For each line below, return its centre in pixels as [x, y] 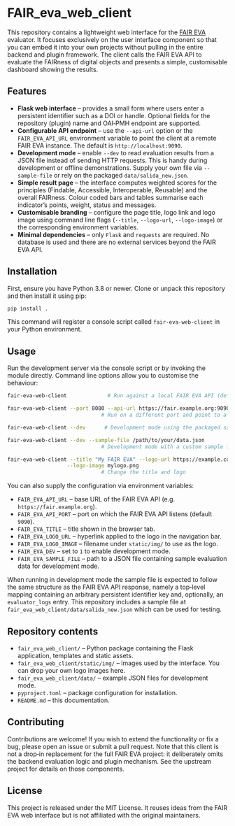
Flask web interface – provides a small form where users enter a [111, 108]
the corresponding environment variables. [78, 227]
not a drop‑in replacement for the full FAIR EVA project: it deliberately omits [115, 754]
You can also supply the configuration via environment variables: [101, 486]
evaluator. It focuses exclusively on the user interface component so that [112, 39]
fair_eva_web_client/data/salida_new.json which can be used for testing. [115, 609]
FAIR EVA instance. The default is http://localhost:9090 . [100, 145]
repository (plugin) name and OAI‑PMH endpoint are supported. [109, 123]
